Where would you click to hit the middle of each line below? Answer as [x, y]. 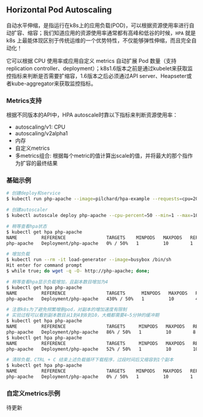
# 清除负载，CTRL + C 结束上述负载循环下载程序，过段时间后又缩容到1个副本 [90, 360]
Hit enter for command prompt [44, 265]
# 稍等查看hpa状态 [27, 226]
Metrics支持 [24, 100]
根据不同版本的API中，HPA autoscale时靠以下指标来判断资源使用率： [92, 115]
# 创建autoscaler [27, 210]
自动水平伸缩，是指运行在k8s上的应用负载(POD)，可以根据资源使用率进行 [98, 25]
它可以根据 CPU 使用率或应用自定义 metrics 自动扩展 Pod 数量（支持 [92, 60]
